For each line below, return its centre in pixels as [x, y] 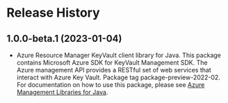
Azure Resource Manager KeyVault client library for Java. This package [119, 55]
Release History [53, 13]
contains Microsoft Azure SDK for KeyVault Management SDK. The [112, 63]
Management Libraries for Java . [62, 92]
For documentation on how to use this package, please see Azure [111, 85]
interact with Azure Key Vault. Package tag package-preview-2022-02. [118, 77]
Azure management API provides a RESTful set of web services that [114, 70]
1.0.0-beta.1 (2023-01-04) [64, 39]
